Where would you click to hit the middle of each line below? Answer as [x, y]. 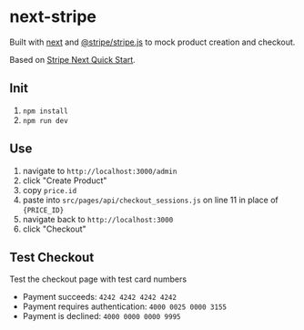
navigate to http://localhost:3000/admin [100, 170]
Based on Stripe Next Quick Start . [73, 59]
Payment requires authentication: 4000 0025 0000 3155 [125, 306]
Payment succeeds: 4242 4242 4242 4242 [100, 297]
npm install [45, 111]
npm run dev [45, 120]
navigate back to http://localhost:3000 [98, 219]
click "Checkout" [54, 229]
